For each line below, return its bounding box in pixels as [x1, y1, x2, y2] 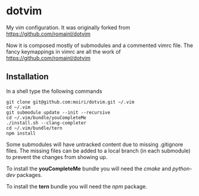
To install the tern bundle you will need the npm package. [6, 183, 148, 190]
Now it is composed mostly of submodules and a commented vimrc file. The [6, 42, 194, 49]
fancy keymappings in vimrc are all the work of [6, 48, 121, 55]
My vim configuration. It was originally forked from [6, 24, 130, 31]
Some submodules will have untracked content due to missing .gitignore [6, 141, 184, 148]
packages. [17, 171, 43, 178]
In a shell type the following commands [6, 88, 102, 95]
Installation [6, 71, 49, 82]
